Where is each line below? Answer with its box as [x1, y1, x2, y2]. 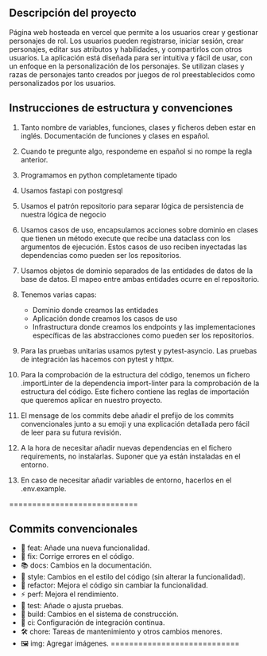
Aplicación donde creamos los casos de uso [32, 314, 178, 323]
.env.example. [20, 483, 67, 493]
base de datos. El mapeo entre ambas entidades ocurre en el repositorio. [20, 274, 260, 283]
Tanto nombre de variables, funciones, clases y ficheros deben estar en [20, 123, 257, 132]
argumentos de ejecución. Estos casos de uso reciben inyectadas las [20, 242, 247, 252]
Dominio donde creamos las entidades [32, 305, 159, 314]
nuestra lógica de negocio [20, 209, 106, 219]
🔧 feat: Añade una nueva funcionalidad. [20, 543, 150, 553]
